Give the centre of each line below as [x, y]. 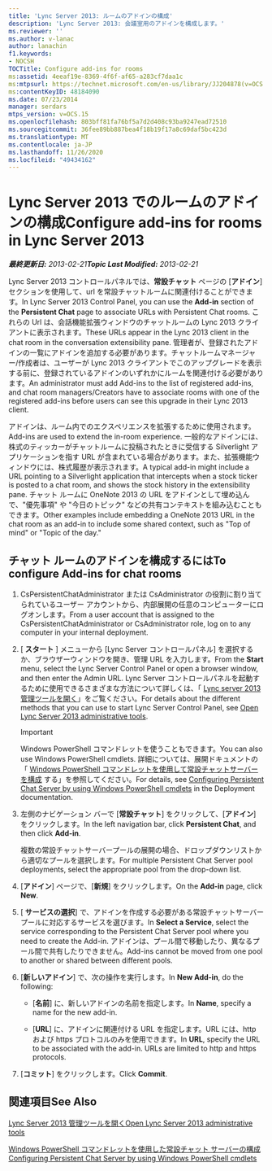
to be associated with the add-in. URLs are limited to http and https [145, 1048]
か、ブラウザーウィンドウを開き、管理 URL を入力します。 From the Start [142, 659]
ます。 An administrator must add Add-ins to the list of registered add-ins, [131, 383]
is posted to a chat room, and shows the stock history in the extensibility [130, 485]
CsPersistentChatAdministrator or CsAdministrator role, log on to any [136, 624]
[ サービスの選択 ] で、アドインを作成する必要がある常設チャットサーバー [142, 912]
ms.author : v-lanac [41, 39]
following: [37, 986]
